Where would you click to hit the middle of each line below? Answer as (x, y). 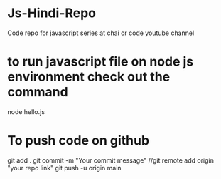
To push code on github (79, 141)
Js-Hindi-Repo (52, 13)
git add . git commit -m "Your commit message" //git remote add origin (111, 160)
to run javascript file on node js (101, 62)
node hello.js (26, 111)
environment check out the (89, 77)
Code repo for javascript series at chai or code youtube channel (101, 33)
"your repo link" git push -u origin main (65, 168)
